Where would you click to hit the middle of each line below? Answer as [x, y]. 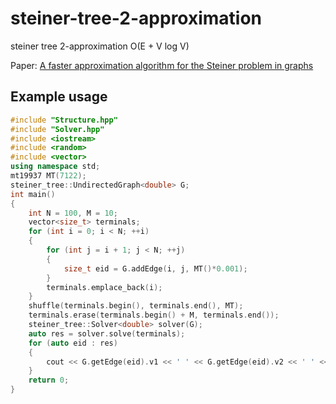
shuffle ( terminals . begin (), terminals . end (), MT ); [136, 306]
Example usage [59, 97]
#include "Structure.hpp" [64, 120]
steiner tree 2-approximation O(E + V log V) [100, 46]
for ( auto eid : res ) [73, 343]
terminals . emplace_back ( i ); [104, 287]
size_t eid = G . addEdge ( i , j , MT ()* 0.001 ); [155, 268]
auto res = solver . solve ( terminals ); [107, 333]
